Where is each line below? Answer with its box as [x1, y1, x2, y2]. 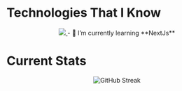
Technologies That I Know [6, 5, 162, 21]
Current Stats [6, 53, 87, 69]
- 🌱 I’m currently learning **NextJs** [67, 28, 176, 37]
